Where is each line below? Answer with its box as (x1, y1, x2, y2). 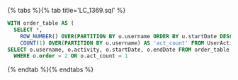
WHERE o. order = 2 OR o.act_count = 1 (13, 52, 129, 59)
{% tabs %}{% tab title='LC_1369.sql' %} (7, 6, 126, 14)
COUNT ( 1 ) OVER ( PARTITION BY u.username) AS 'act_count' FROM (20, 39, 204, 47)
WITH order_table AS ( (7, 20, 74, 27)
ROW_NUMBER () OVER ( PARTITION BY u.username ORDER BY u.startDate (20, 33, 217, 40)
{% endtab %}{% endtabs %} (7, 65, 94, 74)
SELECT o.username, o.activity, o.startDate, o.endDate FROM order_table (7, 46, 230, 53)
